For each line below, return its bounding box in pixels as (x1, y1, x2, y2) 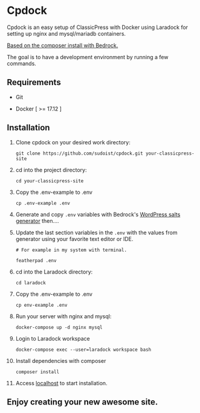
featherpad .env (15, 257, 57, 263)
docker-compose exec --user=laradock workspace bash (15, 347, 152, 353)
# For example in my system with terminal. (15, 247, 127, 253)
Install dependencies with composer (15, 357, 106, 364)
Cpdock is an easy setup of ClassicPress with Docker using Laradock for (7, 24, 189, 31)
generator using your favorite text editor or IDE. (15, 235, 134, 242)
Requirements (7, 77, 61, 88)
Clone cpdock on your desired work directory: (15, 138, 131, 146)
